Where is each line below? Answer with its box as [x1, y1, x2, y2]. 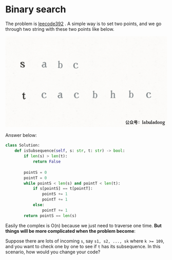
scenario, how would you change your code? [5, 249, 101, 255]
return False [32, 159, 61, 165]
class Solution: [5, 143, 40, 148]
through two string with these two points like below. [5, 26, 114, 32]
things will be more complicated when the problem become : [5, 228, 136, 234]
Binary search [5, 4, 66, 15]
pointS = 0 [24, 170, 47, 175]
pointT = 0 [24, 175, 47, 181]
